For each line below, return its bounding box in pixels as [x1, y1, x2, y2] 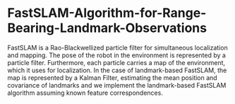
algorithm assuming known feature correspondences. [7, 88, 164, 97]
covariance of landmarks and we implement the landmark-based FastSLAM [7, 81, 227, 89]
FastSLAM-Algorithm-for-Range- [7, 5, 207, 21]
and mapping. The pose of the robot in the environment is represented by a [7, 51, 226, 59]
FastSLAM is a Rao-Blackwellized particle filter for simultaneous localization [7, 43, 228, 52]
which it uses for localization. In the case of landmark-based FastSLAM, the [7, 66, 227, 74]
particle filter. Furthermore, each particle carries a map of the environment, [7, 58, 226, 67]
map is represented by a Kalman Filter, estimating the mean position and [7, 73, 217, 82]
